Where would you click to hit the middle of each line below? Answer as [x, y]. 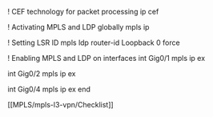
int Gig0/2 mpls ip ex [42, 74]
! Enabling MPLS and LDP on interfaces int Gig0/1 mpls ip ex [106, 58]
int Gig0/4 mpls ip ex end [49, 89]
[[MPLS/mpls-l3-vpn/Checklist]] [60, 105]
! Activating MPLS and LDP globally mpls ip [78, 27]
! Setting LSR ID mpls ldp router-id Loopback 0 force [94, 42]
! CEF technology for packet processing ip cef [83, 12]
